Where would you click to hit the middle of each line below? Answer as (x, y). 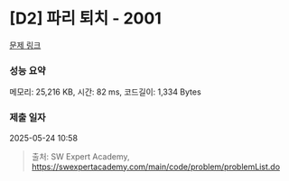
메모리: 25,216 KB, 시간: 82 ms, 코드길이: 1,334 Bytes (105, 92)
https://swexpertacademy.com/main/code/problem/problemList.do (156, 167)
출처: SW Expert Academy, (80, 156)
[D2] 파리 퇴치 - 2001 (86, 18)
